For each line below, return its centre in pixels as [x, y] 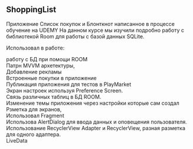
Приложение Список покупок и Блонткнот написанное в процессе [91, 24]
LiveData [17, 140]
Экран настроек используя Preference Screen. [65, 90]
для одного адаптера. [33, 134]
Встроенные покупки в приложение [51, 78]
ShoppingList [31, 10]
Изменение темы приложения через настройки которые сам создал [93, 103]
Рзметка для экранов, [34, 109]
